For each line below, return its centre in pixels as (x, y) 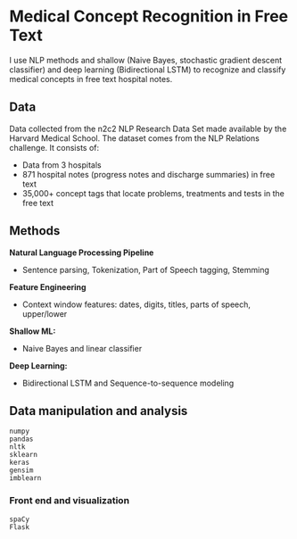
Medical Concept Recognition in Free (149, 17)
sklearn (24, 455)
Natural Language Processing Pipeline (82, 253)
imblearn (25, 478)
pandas (21, 439)
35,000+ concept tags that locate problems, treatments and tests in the (153, 193)
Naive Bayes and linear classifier (82, 348)
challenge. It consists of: (54, 147)
